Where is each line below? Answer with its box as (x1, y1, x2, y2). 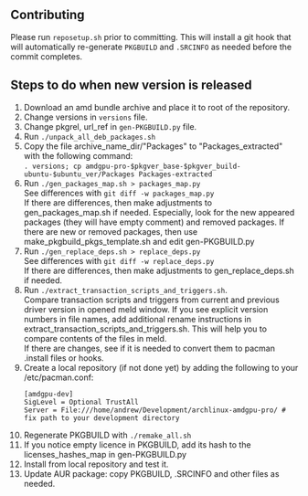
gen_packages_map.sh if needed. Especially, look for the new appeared (23, 206, 295, 217)
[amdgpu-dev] (23, 389, 74, 398)
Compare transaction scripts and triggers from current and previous (23, 294, 280, 305)
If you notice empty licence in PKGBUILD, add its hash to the (23, 438, 251, 450)
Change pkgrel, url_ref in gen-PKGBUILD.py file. (23, 121, 197, 132)
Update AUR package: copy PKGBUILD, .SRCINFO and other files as (23, 468, 280, 479)
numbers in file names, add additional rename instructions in (23, 313, 252, 324)
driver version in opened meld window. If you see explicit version (23, 303, 269, 314)
